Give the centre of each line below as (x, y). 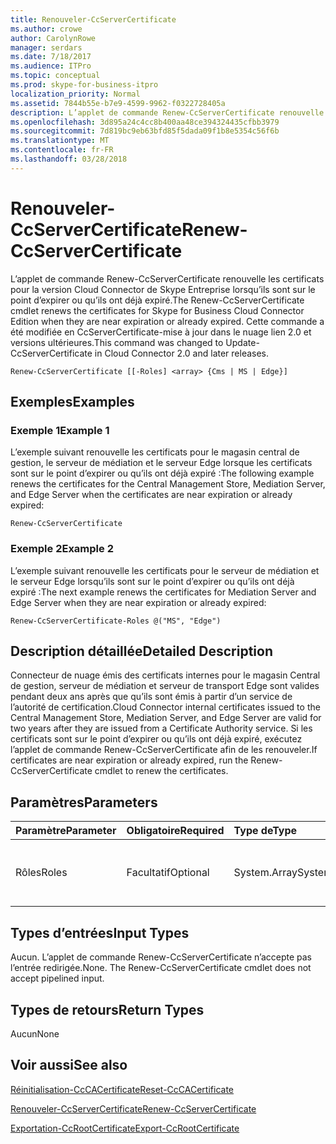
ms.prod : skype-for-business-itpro (84, 85)
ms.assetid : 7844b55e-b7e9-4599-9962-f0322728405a (118, 103)
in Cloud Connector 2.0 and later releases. (182, 353)
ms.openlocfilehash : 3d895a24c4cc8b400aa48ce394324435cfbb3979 (145, 122)
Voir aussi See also (69, 1065)
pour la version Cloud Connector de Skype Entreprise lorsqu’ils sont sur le (163, 289)
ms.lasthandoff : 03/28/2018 (69, 159)
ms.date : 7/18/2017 (51, 57)
